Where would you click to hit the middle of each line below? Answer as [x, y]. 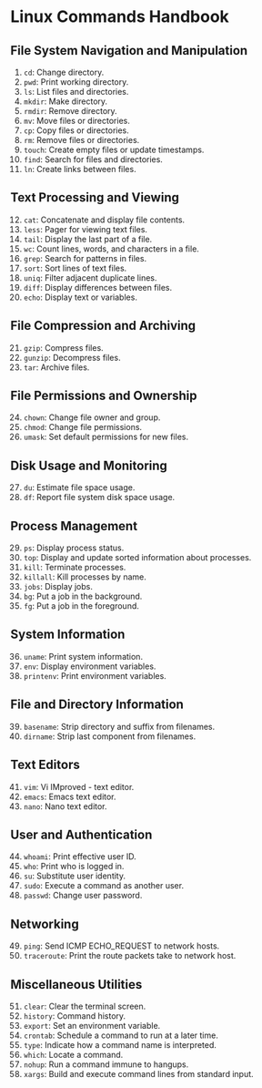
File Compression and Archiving [103, 326]
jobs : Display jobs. [58, 587]
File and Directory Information [97, 705]
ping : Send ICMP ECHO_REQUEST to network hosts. [121, 946]
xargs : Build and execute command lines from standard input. [138, 1073]
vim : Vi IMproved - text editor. [79, 786]
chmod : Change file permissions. [83, 427]
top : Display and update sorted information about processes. [137, 558]
